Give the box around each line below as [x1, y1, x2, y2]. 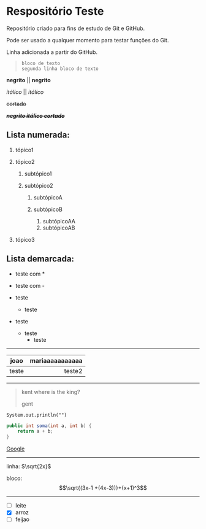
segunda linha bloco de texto [21, 66, 99, 72]
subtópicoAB [42, 224, 75, 231]
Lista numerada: [6, 130, 71, 141]
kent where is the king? [21, 388, 80, 395]
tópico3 [15, 236, 35, 243]
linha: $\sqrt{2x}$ [6, 463, 51, 470]
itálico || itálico [6, 88, 44, 96]
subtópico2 [24, 182, 53, 189]
